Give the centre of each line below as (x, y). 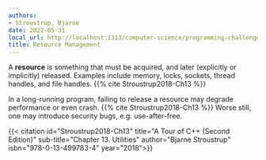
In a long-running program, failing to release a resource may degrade (121, 99)
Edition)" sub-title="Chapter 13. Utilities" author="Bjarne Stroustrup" (120, 140)
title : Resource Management (55, 45)
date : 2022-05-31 (37, 30)
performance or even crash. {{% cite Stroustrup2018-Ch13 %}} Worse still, (130, 108)
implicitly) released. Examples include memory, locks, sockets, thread (122, 76)
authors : (23, 15)
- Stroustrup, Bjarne (44, 23)
